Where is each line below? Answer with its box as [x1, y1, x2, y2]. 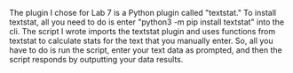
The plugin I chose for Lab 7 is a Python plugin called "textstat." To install [9, 8, 277, 18]
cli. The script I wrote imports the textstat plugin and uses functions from [9, 26, 276, 36]
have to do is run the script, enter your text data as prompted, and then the [9, 45, 282, 55]
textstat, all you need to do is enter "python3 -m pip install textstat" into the [9, 17, 285, 27]
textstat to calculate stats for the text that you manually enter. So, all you [9, 35, 273, 46]
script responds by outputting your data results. [9, 55, 184, 64]
